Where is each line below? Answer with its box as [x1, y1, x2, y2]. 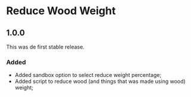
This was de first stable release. [6, 43, 85, 50]
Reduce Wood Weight [6, 4, 116, 18]
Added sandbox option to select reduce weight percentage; [14, 72, 162, 79]
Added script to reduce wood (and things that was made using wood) [14, 78, 186, 85]
